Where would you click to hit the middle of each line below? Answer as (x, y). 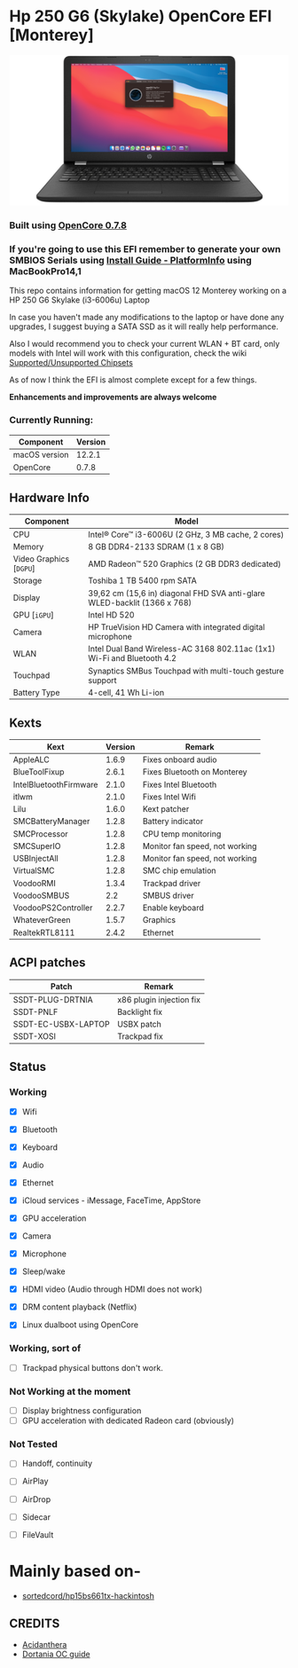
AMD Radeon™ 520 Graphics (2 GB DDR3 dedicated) (185, 563)
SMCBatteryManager (51, 822)
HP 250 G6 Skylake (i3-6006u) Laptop (79, 300)
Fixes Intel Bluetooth (180, 784)
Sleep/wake (43, 1271)
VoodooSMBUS (41, 895)
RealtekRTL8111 (44, 932)
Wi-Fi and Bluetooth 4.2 (133, 658)
